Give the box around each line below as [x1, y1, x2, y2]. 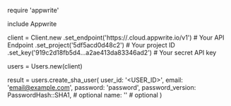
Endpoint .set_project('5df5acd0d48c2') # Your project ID [7, 41, 175, 49]
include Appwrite [7, 20, 57, 28]
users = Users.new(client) [7, 62, 83, 70]
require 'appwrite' [7, 6, 59, 14]
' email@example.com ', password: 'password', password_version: [7, 83, 196, 91]
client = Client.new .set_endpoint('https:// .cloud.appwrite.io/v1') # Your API [7, 33, 225, 42]
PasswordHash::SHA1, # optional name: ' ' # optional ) [7, 91, 162, 99]
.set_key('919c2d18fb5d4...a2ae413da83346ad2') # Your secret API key [7, 49, 217, 57]
